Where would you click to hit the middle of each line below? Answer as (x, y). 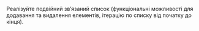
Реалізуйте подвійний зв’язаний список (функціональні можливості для (100, 9)
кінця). (15, 22)
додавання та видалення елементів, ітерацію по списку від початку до (99, 15)
